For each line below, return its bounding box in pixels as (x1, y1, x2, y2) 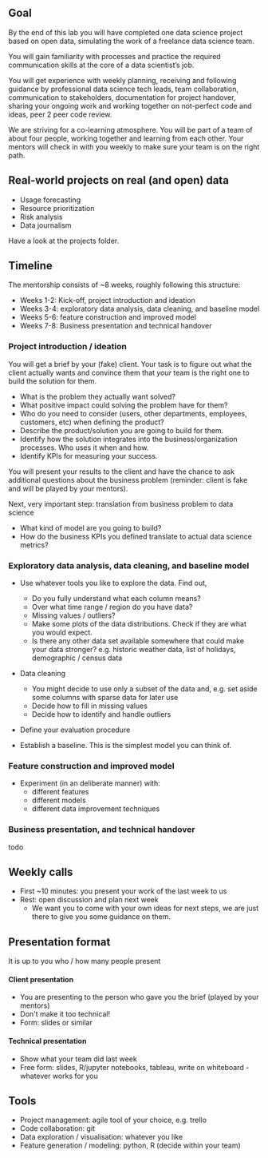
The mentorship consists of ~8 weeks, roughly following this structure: (8, 280, 241, 290)
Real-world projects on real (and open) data (8, 173, 230, 187)
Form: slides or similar (19, 1018, 93, 1028)
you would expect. (31, 627, 93, 638)
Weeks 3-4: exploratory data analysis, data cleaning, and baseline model (19, 304, 260, 314)
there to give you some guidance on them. (31, 912, 171, 921)
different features (31, 787, 89, 797)
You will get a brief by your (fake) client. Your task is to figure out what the (8, 359, 253, 368)
